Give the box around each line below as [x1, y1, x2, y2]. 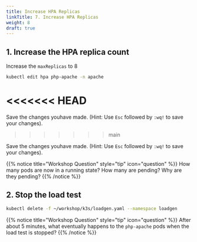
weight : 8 [6, 19, 31, 25]
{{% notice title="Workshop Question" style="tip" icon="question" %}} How [6, 160, 191, 167]
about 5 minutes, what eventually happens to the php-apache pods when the [6, 223, 189, 230]
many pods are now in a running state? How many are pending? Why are [6, 166, 182, 174]
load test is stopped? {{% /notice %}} [6, 228, 97, 236]
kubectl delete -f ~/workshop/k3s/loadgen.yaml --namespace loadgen [6, 205, 178, 211]
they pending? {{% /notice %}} [6, 172, 81, 180]
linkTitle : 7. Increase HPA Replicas [6, 14, 99, 20]
